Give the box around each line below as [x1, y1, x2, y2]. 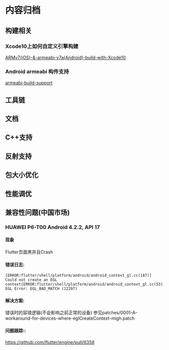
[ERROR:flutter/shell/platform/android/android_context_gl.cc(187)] [5, 273, 152, 278]
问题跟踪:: [5, 328, 26, 334]
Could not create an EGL [5, 277, 57, 283]
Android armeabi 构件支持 [5, 68, 69, 75]
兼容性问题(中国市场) [5, 208, 70, 217]
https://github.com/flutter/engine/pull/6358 [5, 339, 95, 345]
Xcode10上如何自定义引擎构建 [5, 42, 79, 49]
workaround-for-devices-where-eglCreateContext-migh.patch [5, 315, 135, 321]
